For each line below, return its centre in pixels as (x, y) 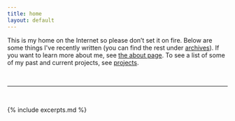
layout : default (31, 20)
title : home (24, 14)
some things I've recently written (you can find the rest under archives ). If (113, 48)
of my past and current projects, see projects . (73, 62)
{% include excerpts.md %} (47, 110)
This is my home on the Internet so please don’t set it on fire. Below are (110, 40)
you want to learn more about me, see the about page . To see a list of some (116, 55)
